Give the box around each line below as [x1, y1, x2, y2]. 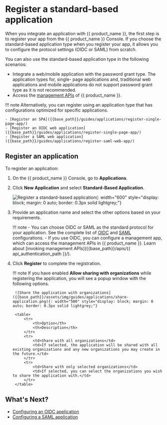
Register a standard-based [5, 3, 119, 15]
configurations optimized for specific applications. [5, 107, 109, 113]
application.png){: [12, 299, 53, 304]
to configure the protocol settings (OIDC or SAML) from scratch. [5, 46, 137, 52]
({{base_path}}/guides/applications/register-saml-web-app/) [5, 139, 135, 143]
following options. [12, 281, 49, 286]
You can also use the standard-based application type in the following [5, 56, 149, 62]
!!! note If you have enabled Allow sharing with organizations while [12, 270, 152, 276]
